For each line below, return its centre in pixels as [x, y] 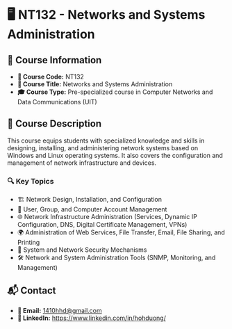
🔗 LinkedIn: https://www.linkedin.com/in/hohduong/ [92, 318]
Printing [28, 243]
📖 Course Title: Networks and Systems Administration [95, 84]
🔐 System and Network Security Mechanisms [82, 250]
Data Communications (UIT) [57, 102]
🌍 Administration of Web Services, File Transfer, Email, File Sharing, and [121, 232]
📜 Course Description [55, 124]
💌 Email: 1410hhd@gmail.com [59, 310]
